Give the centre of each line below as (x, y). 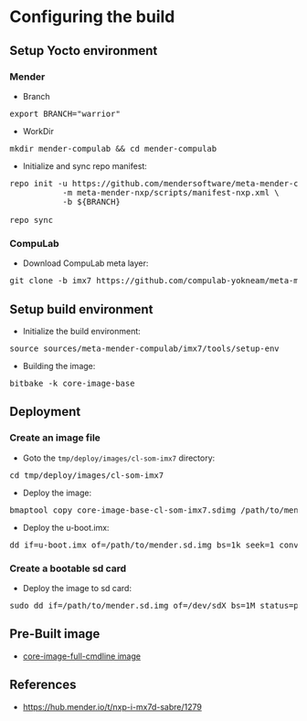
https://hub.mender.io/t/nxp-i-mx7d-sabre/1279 (112, 706)
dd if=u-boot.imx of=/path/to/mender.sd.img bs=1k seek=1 (142, 545)
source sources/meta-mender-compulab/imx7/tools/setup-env (145, 348)
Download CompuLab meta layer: (85, 263)
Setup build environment (81, 309)
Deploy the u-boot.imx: (66, 527)
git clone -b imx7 (51, 281)
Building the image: (59, 366)
